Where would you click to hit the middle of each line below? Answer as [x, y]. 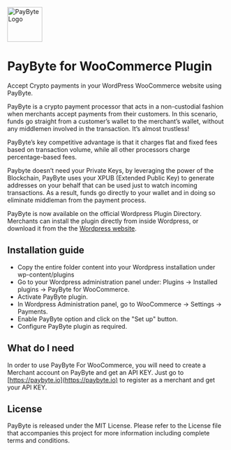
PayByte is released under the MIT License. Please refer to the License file [114, 426]
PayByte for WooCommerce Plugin [110, 67]
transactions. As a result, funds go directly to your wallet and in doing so [111, 192]
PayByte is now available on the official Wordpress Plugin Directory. [105, 213]
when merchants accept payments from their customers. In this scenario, [113, 114]
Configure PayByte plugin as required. [72, 326]
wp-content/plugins [46, 274]
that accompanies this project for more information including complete [109, 433]
